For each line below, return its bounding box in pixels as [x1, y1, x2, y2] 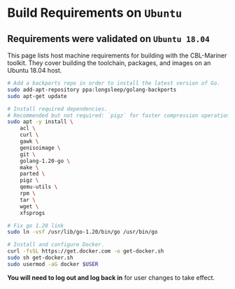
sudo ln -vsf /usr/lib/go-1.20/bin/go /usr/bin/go [7, 229, 158, 236]
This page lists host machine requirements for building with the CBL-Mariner [7, 51, 227, 59]
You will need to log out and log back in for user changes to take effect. [7, 273, 215, 281]
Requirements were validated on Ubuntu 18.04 [7, 33, 210, 45]
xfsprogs [20, 209, 45, 216]
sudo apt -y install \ [7, 118, 73, 125]
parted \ [20, 170, 45, 178]
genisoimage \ [20, 144, 61, 151]
